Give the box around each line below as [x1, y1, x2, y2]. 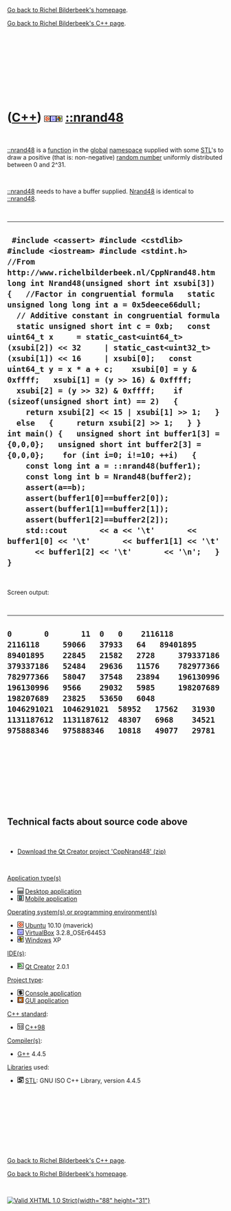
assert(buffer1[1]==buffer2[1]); [25, 504, 169, 514]
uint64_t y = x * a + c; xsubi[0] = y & [7, 364, 197, 374]
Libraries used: [7, 1063, 49, 1071]
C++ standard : [7, 1010, 48, 1018]
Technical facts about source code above [7, 816, 188, 827]
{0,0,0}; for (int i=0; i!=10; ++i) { [7, 450, 197, 460]
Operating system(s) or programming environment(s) [7, 908, 157, 917]
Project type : [7, 976, 43, 984]
